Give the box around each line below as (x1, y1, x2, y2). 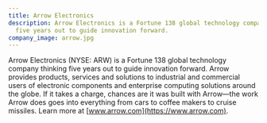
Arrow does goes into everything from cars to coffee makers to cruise (8, 98, 237, 107)
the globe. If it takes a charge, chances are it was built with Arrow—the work (8, 89, 258, 99)
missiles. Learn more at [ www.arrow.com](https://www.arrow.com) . (8, 106, 229, 116)
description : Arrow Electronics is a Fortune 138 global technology (8, 19, 240, 27)
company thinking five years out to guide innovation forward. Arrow (8, 64, 230, 74)
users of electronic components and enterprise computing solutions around (8, 81, 256, 90)
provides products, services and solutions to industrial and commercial (8, 72, 241, 82)
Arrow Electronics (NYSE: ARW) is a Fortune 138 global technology (8, 56, 227, 65)
